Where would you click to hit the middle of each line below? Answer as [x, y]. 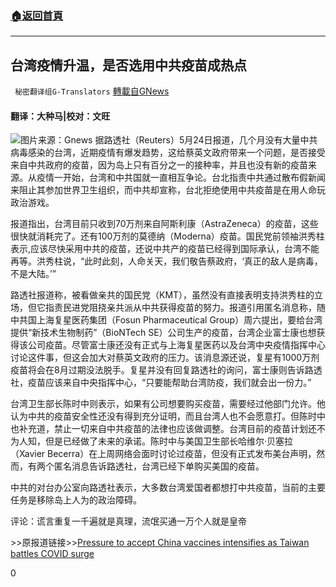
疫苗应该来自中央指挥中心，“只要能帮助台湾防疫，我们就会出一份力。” [169, 383]
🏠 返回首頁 [37, 15]
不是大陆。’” [33, 274]
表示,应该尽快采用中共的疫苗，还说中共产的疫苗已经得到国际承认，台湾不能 [165, 249]
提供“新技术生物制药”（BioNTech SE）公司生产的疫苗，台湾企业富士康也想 [163, 333]
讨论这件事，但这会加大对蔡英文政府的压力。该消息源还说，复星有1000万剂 [165, 358]
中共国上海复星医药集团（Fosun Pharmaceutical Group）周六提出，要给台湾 [166, 320]
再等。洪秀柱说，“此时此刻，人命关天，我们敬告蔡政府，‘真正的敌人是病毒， [166, 261]
